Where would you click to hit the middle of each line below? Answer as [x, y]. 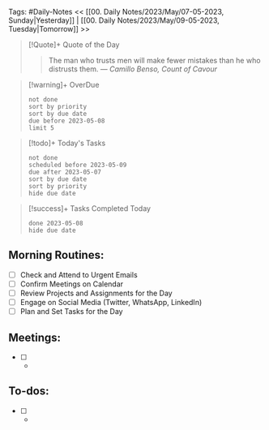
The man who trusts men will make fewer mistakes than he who [154, 60]
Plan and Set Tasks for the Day [71, 312]
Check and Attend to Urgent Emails [79, 274]
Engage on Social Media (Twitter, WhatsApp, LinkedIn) [111, 302]
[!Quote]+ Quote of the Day [74, 45]
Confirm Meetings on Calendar [72, 284]
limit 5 [41, 128]
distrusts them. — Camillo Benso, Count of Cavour [132, 69]
